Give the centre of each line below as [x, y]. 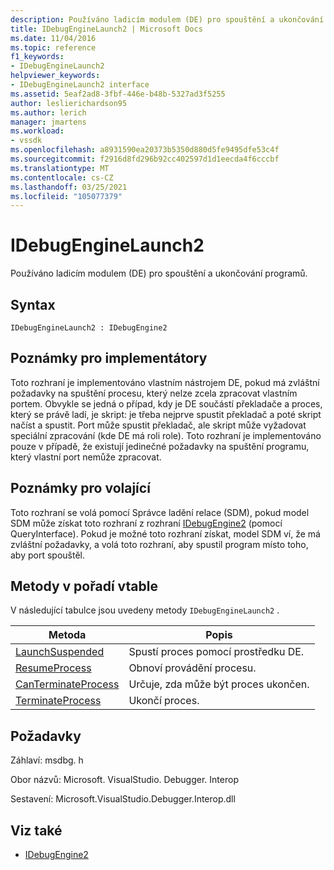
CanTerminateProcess [67, 684]
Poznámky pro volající [80, 488]
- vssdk [26, 141]
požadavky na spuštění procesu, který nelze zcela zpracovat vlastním [154, 393]
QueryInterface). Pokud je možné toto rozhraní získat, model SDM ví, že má [165, 533]
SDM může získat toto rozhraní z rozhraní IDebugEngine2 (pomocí [146, 523]
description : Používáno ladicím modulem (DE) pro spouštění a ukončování [167, 19]
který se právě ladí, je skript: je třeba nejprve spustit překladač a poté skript [166, 414]
